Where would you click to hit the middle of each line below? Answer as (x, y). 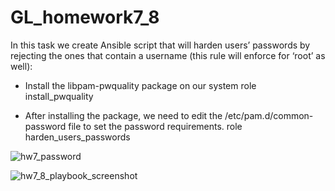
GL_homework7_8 (85, 17)
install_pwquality (59, 96)
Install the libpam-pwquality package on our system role (140, 85)
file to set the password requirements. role (155, 126)
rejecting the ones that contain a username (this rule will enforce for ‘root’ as (168, 55)
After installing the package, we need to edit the (123, 115)
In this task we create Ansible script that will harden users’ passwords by (160, 45)
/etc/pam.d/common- (269, 115)
